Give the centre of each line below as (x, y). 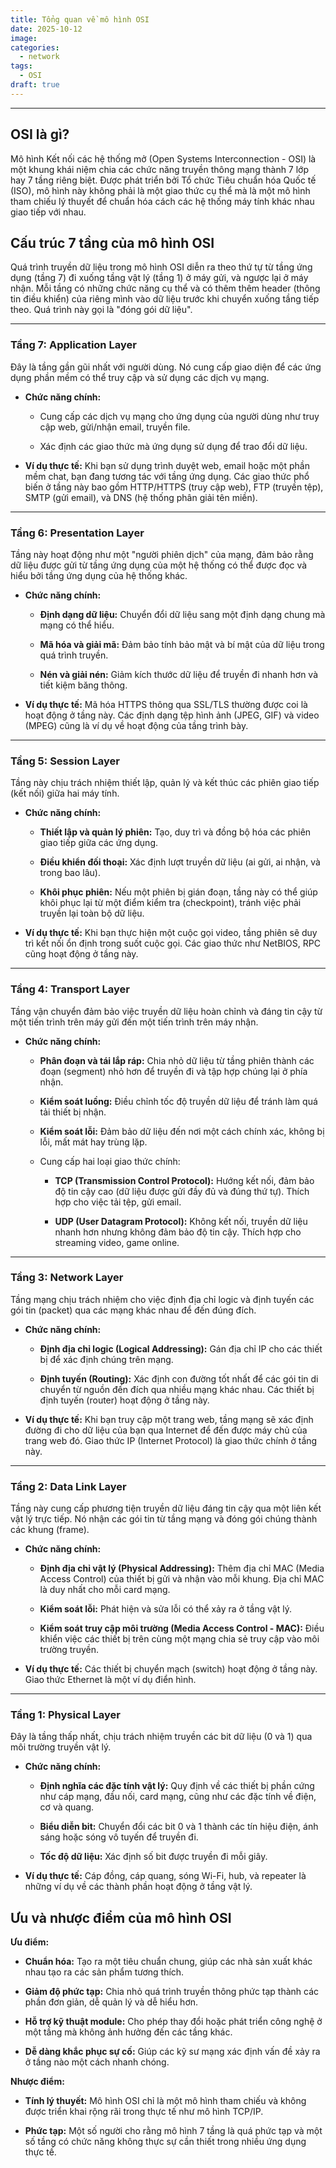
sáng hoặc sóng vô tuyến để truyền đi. (119, 1837)
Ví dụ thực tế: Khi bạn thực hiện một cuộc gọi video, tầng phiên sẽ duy (171, 933)
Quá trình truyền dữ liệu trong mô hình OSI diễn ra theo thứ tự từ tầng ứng (161, 267)
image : (24, 38)
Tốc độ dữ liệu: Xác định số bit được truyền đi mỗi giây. (153, 1857)
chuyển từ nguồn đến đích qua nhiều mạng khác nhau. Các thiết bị (177, 1389)
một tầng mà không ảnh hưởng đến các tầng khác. (128, 2032)
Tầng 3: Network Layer (67, 1278)
